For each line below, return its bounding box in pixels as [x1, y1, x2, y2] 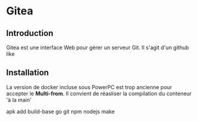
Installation [6, 68, 49, 78]
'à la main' [6, 96, 32, 103]
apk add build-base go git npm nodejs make [6, 108, 115, 115]
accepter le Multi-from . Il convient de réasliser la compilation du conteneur [6, 90, 192, 97]
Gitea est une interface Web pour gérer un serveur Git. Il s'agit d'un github [6, 44, 190, 51]
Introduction [6, 28, 54, 38]
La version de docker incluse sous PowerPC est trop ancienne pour [6, 83, 172, 90]
